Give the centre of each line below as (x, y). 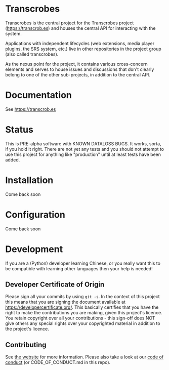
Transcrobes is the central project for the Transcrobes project (70, 23)
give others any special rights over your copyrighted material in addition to (83, 323)
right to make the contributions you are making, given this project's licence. (84, 313)
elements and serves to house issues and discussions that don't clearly (80, 69)
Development (34, 249)
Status (19, 130)
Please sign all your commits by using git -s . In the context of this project (83, 297)
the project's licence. (27, 329)
